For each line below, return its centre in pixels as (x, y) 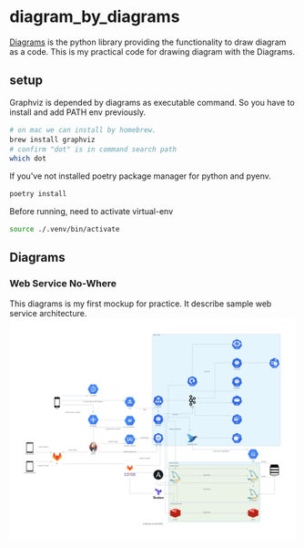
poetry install (38, 194)
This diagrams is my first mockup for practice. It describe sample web (141, 304)
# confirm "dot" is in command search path (93, 149)
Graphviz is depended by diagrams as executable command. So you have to (152, 102)
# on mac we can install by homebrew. (83, 129)
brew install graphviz (52, 140)
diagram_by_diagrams (95, 17)
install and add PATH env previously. (78, 112)
